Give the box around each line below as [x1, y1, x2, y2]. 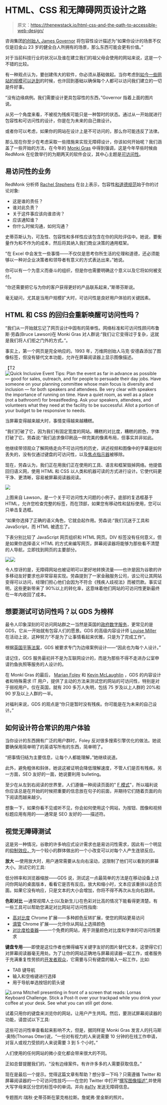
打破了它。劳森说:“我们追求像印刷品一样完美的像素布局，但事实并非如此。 [5, 434, 157, 440]
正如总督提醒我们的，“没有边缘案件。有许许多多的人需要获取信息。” [5, 1061, 142, 1067]
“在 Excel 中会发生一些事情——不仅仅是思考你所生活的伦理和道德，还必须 [5, 250, 156, 257]
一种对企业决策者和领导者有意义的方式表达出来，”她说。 [13, 257, 127, 263]
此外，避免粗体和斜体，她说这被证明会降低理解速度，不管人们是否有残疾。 [5, 765, 158, 771]
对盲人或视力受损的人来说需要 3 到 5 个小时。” [5, 1040, 98, 1045]
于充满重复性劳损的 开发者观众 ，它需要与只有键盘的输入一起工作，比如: [5, 957, 151, 962]
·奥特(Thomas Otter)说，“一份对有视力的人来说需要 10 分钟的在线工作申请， [5, 1033, 160, 1039]
